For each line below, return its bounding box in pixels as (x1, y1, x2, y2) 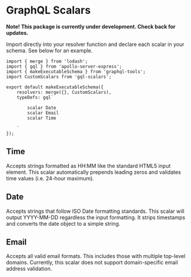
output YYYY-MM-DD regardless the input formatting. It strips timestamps (6, 213, 186, 221)
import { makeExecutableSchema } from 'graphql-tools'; (6, 68, 146, 74)
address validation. (6, 265, 52, 272)
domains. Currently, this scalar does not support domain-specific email (6, 259, 178, 266)
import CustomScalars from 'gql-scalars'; (6, 74, 112, 80)
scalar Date (27, 104, 57, 111)
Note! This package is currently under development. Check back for (6, 23, 176, 30)
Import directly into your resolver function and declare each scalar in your (6, 41, 185, 48)
